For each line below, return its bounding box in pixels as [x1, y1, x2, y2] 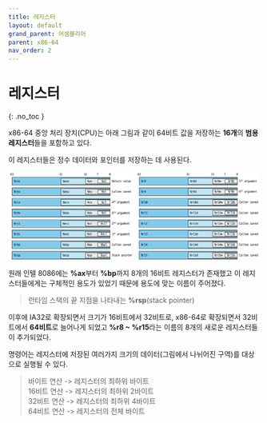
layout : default [8, 21, 62, 30]
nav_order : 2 [8, 46, 52, 55]
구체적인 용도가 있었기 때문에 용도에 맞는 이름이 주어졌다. [49, 278, 226, 288]
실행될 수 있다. [22, 359, 68, 369]
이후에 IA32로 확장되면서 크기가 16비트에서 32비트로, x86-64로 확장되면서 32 [8, 312, 252, 321]
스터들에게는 [8, 278, 48, 288]
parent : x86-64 [8, 38, 59, 46]
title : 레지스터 [8, 13, 56, 21]
